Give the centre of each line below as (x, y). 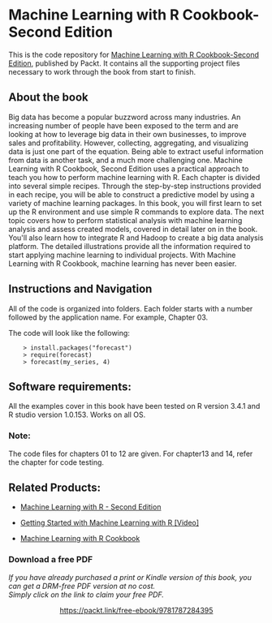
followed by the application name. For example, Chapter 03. (108, 317)
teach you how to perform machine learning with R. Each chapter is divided (134, 177)
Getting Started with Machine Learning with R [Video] (110, 523)
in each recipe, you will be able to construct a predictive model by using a (132, 194)
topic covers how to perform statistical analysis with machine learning (125, 220)
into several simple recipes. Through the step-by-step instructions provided (135, 186)
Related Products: (55, 488)
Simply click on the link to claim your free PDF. (86, 595)
